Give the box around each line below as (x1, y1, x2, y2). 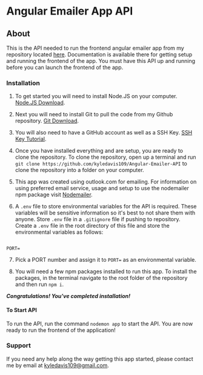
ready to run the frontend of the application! (6, 326, 116, 334)
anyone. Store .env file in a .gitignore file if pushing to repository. (15, 216, 181, 223)
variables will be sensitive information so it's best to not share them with (15, 209, 196, 216)
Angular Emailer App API (6, 4, 133, 18)
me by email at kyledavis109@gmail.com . (6, 362, 109, 369)
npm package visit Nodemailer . (15, 191, 93, 198)
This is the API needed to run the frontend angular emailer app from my (6, 44, 185, 51)
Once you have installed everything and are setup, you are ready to (15, 147, 184, 154)
